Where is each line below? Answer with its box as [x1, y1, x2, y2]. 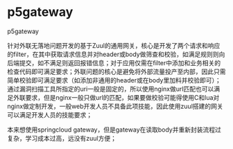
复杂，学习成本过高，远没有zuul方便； [7, 134, 116, 142]
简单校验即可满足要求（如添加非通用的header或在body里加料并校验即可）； [7, 76, 221, 84]
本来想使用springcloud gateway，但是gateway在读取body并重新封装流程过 [7, 125, 222, 134]
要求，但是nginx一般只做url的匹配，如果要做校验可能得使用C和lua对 [25, 93, 220, 101]
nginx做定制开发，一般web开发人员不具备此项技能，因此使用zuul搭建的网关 [7, 102, 223, 110]
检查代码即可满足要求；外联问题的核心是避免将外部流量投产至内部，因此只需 [7, 67, 226, 76]
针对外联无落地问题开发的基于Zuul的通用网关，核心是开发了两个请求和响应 [7, 41, 221, 49]
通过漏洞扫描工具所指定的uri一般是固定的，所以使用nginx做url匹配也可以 [7, 85, 214, 93]
